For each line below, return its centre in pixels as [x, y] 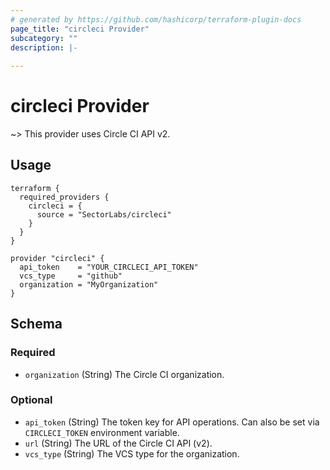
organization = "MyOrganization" [89, 284]
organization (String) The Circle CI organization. [124, 374]
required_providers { [64, 197]
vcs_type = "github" [71, 276]
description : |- [44, 47]
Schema [36, 324]
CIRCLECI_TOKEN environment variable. [102, 432]
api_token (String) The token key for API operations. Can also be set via [172, 422]
